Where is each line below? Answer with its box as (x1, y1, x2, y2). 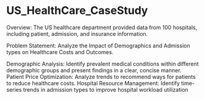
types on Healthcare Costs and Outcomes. (6, 48, 114, 55)
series (6, 86, 22, 93)
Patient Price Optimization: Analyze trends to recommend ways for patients (6, 73, 196, 80)
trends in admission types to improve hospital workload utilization (23, 86, 188, 93)
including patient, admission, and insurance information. (6, 30, 148, 37)
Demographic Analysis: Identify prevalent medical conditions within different (6, 60, 199, 67)
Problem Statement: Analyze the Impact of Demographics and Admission (6, 42, 190, 49)
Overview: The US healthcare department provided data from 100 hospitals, (6, 24, 198, 31)
